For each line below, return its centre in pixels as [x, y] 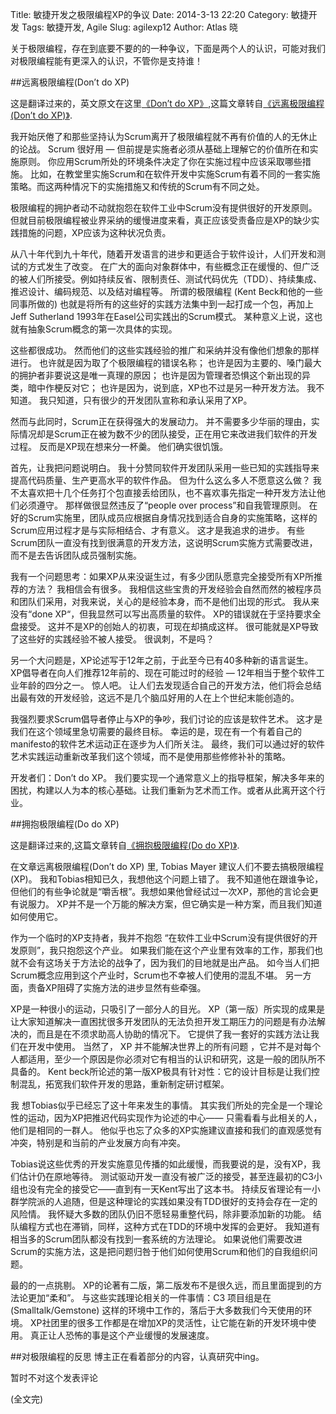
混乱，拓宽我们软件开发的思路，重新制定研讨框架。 [124, 1084]
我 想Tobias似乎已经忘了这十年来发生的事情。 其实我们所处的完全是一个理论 [166, 1105]
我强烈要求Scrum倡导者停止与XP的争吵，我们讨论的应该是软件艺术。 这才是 [166, 719]
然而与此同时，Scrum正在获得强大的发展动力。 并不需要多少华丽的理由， [161, 421]
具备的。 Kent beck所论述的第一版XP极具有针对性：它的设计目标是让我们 [161, 1071]
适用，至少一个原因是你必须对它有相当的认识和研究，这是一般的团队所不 [176, 1059]
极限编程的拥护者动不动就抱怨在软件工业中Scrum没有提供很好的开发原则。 [164, 207]
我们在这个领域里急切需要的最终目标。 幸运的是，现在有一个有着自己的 [156, 731]
